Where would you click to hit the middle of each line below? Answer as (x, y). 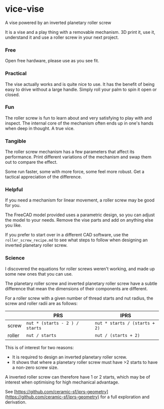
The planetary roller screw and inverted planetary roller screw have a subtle (81, 283)
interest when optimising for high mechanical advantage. (62, 382)
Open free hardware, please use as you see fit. (52, 61)
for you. (13, 205)
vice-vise (25, 9)
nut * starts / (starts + (125, 323)
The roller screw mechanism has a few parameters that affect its (70, 152)
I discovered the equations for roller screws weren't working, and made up (80, 269)
